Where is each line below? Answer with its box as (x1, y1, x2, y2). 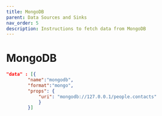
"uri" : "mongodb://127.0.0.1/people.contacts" (38, 94, 157, 100)
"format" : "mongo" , (28, 82, 74, 88)
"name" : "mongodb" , (28, 77, 74, 83)
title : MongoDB (6, 8, 44, 15)
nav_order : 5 (6, 20, 39, 26)
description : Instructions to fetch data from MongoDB (6, 25, 146, 32)
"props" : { (28, 88, 55, 94)
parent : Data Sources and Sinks (6, 14, 87, 20)
